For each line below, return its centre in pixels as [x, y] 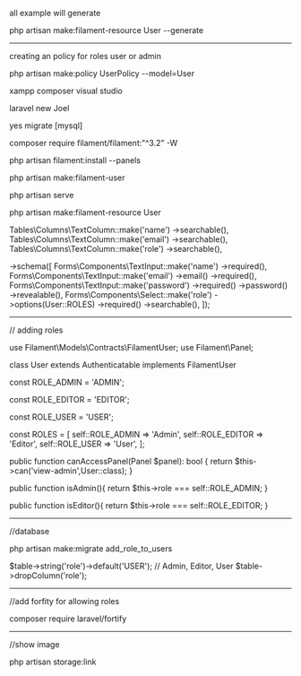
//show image [34, 644]
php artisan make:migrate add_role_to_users [91, 549]
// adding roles [36, 330]
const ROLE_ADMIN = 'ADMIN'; [67, 382]
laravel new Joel [39, 108]
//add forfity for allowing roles [64, 601]
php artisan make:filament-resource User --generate [107, 30]
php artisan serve [42, 195]
